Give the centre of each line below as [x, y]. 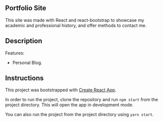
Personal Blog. [27, 62]
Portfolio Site [26, 8]
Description [24, 41]
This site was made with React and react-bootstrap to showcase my [75, 20]
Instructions [24, 78]
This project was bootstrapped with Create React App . [61, 90]
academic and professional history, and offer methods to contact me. [76, 25]
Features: [15, 53]
